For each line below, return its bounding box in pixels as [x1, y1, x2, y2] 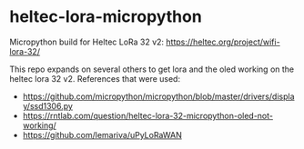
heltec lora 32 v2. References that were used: [9, 73, 180, 84]
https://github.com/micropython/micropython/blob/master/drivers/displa [22, 91, 295, 102]
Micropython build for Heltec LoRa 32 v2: [9, 36, 165, 47]
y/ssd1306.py [22, 100, 73, 111]
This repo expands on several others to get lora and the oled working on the [9, 64, 295, 74]
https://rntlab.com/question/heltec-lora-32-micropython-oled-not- [22, 110, 273, 121]
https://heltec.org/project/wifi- [166, 36, 280, 47]
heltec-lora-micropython [9, 6, 202, 27]
